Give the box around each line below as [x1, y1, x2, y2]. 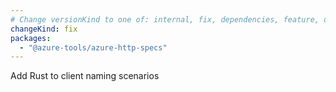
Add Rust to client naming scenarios [10, 70, 160, 82]
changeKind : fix [10, 24, 78, 34]
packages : [10, 33, 52, 43]
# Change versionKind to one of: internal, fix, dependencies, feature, [10, 14, 320, 25]
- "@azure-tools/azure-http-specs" [19, 42, 168, 53]
